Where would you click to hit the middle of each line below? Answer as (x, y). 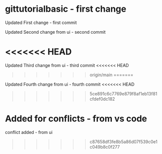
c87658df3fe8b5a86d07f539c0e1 (124, 142)
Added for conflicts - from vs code (76, 119)
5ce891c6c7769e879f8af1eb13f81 (124, 93)
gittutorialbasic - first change (66, 9)
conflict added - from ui (29, 132)
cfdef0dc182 (102, 99)
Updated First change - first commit (41, 22)
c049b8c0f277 (105, 147)
